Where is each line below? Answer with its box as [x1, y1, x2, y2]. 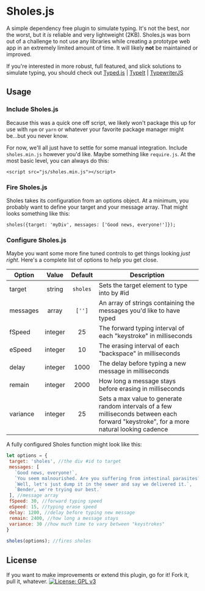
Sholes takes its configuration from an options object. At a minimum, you [6, 197, 189, 204]
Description [130, 271, 165, 279]
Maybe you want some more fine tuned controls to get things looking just [6, 250, 190, 257]
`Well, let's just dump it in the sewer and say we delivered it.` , [14, 481, 192, 487]
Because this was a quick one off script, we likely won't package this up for [6, 119, 196, 126]
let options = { [6, 453, 48, 459]
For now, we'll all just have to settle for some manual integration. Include [6, 144, 188, 151]
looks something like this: [6, 209, 70, 217]
